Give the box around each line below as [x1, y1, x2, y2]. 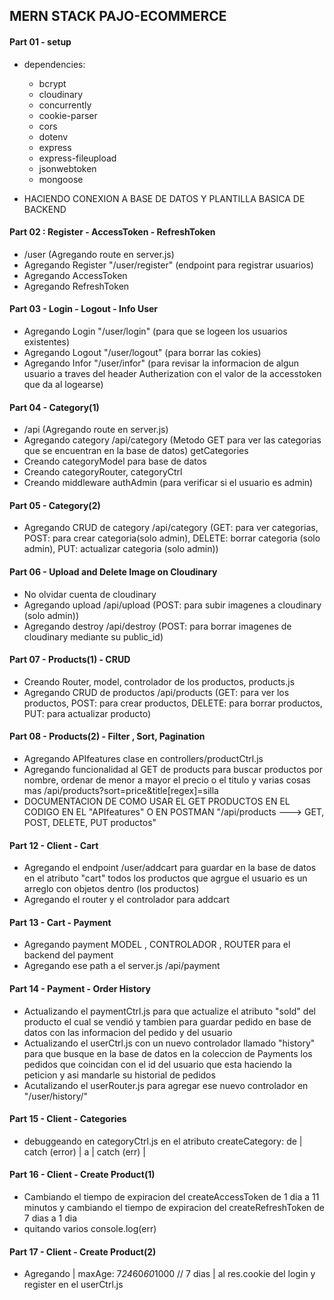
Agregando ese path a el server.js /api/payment [23, 960, 221, 972]
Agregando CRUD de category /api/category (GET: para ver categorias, [23, 522, 319, 534]
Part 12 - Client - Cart [9, 839, 99, 851]
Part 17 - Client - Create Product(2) [9, 1245, 157, 1258]
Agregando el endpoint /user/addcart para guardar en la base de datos [23, 862, 317, 874]
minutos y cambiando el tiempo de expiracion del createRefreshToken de [23, 1202, 326, 1214]
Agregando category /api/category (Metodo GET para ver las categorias [23, 434, 322, 446]
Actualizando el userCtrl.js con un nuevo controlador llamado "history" [23, 1037, 316, 1049]
